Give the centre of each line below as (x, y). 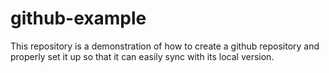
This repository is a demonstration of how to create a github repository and (165, 46)
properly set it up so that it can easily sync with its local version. (142, 56)
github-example (78, 18)
